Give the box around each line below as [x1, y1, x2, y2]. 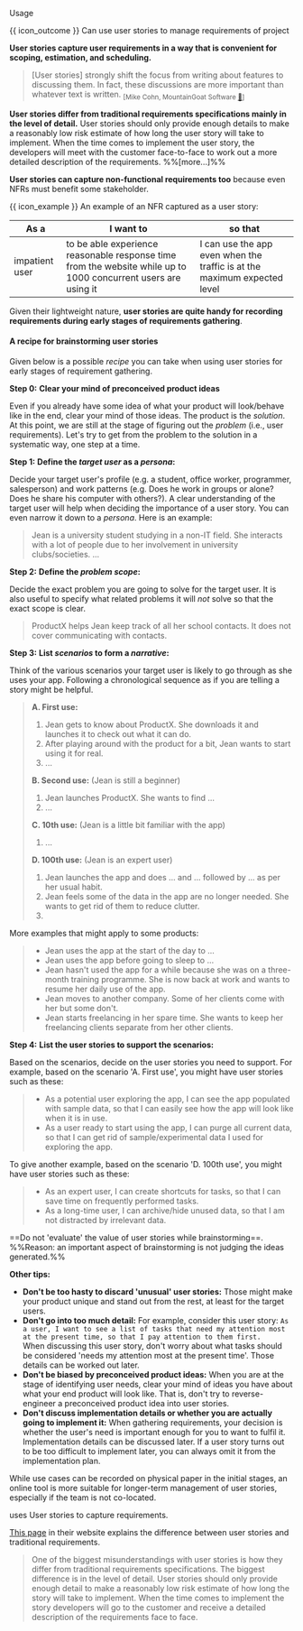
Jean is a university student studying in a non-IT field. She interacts [31, 530, 283, 540]
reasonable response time [66, 248, 177, 261]
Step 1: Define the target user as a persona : [9, 456, 176, 467]
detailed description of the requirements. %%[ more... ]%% [9, 156, 226, 167]
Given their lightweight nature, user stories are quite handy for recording [9, 306, 283, 317]
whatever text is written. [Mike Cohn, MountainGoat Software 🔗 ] [31, 89, 245, 102]
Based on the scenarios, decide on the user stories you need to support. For [9, 1057, 293, 1067]
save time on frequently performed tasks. [44, 1195, 199, 1206]
